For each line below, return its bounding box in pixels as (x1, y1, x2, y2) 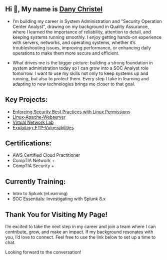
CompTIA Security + (12, 163, 54, 169)
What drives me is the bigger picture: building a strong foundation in (12, 59, 153, 65)
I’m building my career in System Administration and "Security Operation (12, 18, 162, 24)
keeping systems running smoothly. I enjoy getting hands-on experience (12, 34, 161, 40)
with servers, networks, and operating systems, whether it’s (12, 39, 136, 45)
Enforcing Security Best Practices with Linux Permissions (12, 108, 130, 115)
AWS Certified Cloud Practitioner (12, 152, 80, 158)
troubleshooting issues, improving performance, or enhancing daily (12, 44, 151, 50)
